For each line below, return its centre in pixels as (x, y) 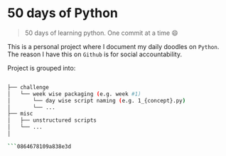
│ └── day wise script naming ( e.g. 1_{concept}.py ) (97, 100)
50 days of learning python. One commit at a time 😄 (102, 33)
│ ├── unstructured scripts (52, 120)
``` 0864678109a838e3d (39, 146)
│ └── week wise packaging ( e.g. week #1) (74, 94)
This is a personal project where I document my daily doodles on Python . (113, 46)
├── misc (20, 114)
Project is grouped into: (42, 68)
